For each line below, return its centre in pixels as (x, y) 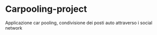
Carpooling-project (46, 9)
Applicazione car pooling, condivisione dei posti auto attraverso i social (79, 23)
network (14, 28)
